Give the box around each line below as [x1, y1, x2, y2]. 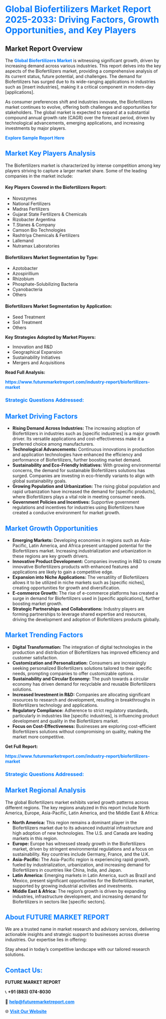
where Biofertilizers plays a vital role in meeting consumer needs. [12, 494, 146, 500]
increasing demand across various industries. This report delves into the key [5, 63, 162, 69]
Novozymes [12, 195, 37, 202]
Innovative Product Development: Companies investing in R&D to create [12, 558, 162, 564]
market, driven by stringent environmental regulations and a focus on [12, 846, 154, 852]
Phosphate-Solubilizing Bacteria [12, 281, 78, 287]
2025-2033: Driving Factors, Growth [5, 14, 160, 25]
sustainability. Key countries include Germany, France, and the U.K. [12, 851, 150, 857]
